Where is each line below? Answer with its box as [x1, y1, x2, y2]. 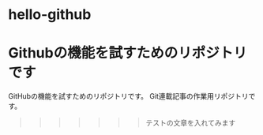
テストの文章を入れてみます [145, 118, 236, 128]
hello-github [8, 6, 92, 24]
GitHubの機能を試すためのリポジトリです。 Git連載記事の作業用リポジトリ [8, 92, 249, 101]
